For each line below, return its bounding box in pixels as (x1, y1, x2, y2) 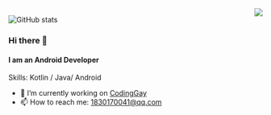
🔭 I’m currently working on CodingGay (19, 88, 148, 98)
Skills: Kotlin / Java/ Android (8, 72, 102, 83)
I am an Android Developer (8, 55, 99, 64)
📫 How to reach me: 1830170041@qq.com (19, 97, 163, 107)
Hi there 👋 (8, 35, 48, 46)
